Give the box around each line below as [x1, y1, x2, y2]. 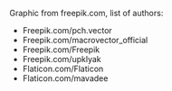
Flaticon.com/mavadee [22, 73, 109, 84]
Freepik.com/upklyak [22, 54, 101, 64]
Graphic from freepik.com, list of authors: [9, 8, 164, 18]
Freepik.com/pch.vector [22, 25, 113, 35]
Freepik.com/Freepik [22, 44, 100, 55]
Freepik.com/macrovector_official [22, 35, 148, 45]
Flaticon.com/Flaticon [22, 63, 104, 74]
